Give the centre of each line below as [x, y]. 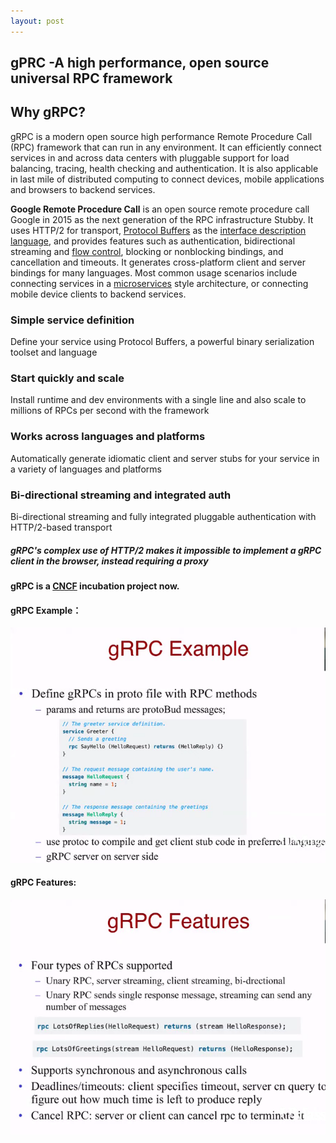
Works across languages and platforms [108, 437]
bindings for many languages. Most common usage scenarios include [154, 272]
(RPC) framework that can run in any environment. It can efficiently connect [166, 147]
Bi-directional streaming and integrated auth [121, 495]
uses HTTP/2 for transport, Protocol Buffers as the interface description [158, 230]
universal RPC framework [91, 78]
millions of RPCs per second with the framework [110, 411]
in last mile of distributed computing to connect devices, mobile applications [167, 179]
